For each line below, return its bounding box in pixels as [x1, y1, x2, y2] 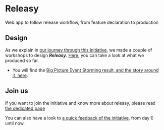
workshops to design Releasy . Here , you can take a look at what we [5, 52, 144, 58]
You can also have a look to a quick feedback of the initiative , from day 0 [5, 115, 154, 121]
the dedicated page [5, 105, 46, 111]
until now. [5, 120, 25, 126]
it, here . [12, 72, 28, 78]
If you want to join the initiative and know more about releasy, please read [5, 100, 156, 106]
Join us [5, 87, 28, 95]
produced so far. [5, 58, 39, 64]
